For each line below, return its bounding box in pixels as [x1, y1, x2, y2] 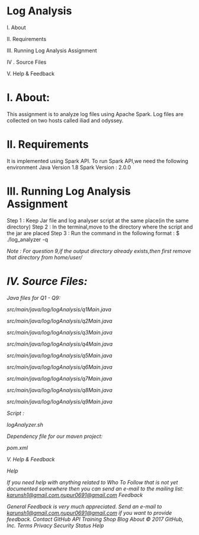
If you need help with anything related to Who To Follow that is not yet [7, 478, 178, 486]
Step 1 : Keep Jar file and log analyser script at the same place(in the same [7, 217, 189, 224]
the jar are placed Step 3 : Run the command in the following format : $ [7, 229, 180, 236]
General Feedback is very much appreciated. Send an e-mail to [7, 503, 162, 510]
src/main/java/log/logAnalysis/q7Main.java [7, 375, 113, 382]
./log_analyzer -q [7, 236, 49, 243]
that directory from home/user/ [7, 254, 82, 261]
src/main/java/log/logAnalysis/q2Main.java [7, 317, 113, 324]
